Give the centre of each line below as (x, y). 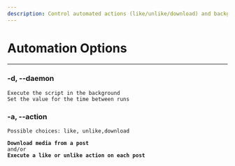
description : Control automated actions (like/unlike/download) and (109, 14)
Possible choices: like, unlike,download (69, 131)
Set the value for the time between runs (69, 99)
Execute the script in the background (64, 93)
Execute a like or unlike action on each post (76, 156)
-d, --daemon (31, 79)
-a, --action (27, 116)
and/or (17, 150)
